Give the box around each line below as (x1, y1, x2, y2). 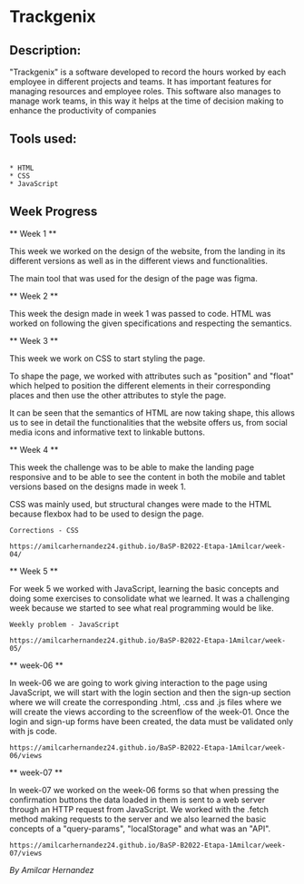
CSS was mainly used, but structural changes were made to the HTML (9, 498, 272, 509)
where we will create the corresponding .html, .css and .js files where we (9, 696, 282, 707)
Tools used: (9, 132, 77, 147)
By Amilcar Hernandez (9, 864, 94, 875)
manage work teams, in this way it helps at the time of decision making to (9, 95, 284, 106)
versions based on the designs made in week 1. (9, 481, 186, 492)
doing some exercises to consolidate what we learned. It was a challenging (9, 593, 290, 604)
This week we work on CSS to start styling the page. (9, 352, 206, 364)
